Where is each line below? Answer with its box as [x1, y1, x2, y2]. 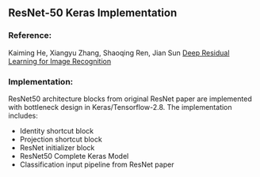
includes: [8, 111, 38, 120]
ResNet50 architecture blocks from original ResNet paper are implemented [8, 94, 252, 104]
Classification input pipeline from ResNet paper [19, 160, 174, 169]
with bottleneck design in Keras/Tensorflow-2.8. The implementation [8, 102, 232, 111]
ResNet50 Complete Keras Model [19, 151, 129, 160]
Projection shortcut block [19, 134, 103, 144]
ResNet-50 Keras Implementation [8, 6, 178, 20]
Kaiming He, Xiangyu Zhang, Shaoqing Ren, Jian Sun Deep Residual [8, 47, 230, 58]
